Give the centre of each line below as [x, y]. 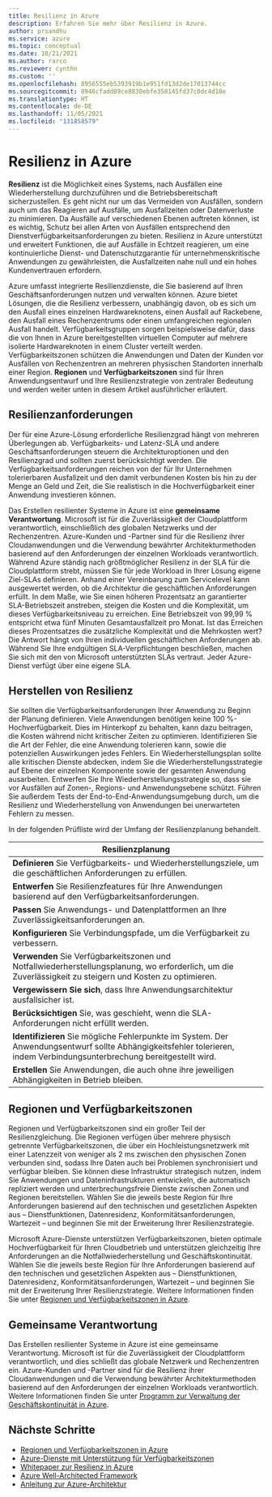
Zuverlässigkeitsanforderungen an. [79, 920]
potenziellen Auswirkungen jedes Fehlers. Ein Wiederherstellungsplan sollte [135, 753]
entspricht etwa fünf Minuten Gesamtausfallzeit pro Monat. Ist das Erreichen [136, 622]
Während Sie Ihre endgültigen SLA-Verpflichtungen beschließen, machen [130, 648]
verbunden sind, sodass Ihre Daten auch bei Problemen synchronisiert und [133, 1163]
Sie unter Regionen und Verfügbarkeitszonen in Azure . [99, 1299]
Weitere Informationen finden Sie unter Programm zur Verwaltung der [124, 1396]
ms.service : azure [39, 39]
